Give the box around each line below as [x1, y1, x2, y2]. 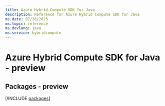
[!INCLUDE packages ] [5, 96, 50, 101]
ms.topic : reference [5, 21, 48, 26]
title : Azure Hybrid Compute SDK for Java [5, 7, 95, 12]
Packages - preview [5, 82, 68, 91]
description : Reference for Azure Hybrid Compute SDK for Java [5, 12, 140, 17]
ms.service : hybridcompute [5, 30, 61, 35]
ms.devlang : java [5, 26, 41, 31]
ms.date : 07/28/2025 [5, 16, 48, 21]
